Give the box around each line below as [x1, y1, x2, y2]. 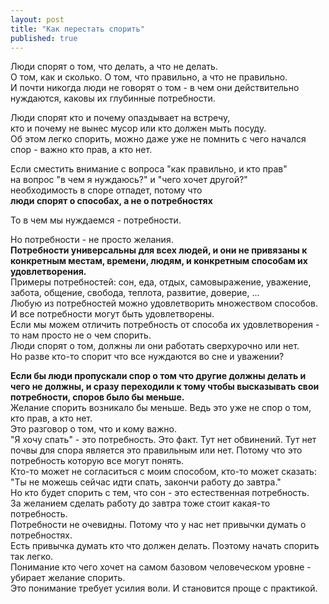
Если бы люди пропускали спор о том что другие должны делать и [10, 370, 307, 382]
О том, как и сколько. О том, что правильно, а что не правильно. [10, 71, 288, 83]
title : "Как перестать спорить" [10, 24, 145, 34]
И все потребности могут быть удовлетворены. [10, 308, 215, 320]
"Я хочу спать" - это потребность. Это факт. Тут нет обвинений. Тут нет [10, 434, 317, 446]
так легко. [10, 551, 54, 563]
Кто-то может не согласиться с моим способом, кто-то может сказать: [10, 466, 317, 478]
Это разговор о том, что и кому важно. [10, 423, 177, 435]
